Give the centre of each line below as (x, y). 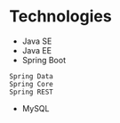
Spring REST (31, 92)
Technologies (61, 16)
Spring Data (31, 76)
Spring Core (31, 84)
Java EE (36, 50)
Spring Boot (44, 60)
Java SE (37, 41)
